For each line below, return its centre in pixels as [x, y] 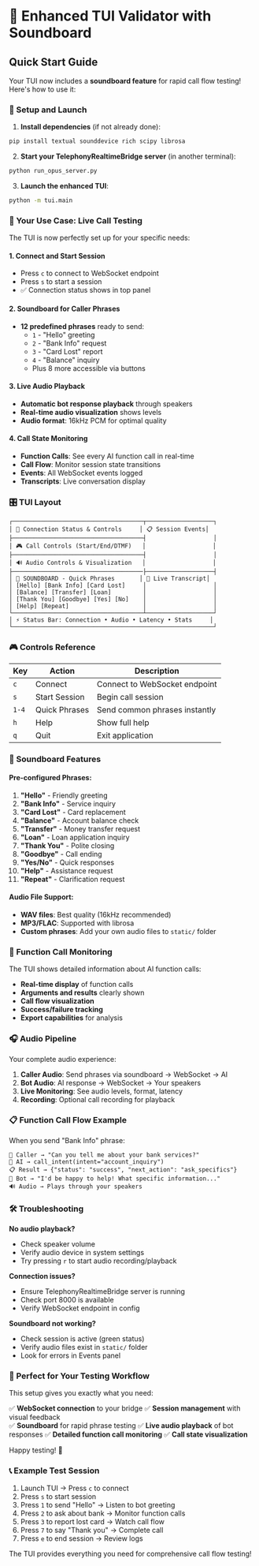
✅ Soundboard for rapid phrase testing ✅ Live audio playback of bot [121, 1426]
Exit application [125, 735]
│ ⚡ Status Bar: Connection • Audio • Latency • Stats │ [111, 620]
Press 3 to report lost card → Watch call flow [92, 1521]
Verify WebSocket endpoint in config [80, 1308]
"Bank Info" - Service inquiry [68, 803]
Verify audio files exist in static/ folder [84, 1347]
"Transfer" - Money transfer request [80, 828]
